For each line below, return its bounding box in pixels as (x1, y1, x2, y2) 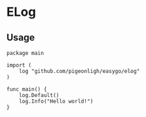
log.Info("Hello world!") (19, 98, 94, 105)
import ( (6, 62, 32, 69)
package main (6, 50, 44, 56)
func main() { (6, 86, 48, 93)
